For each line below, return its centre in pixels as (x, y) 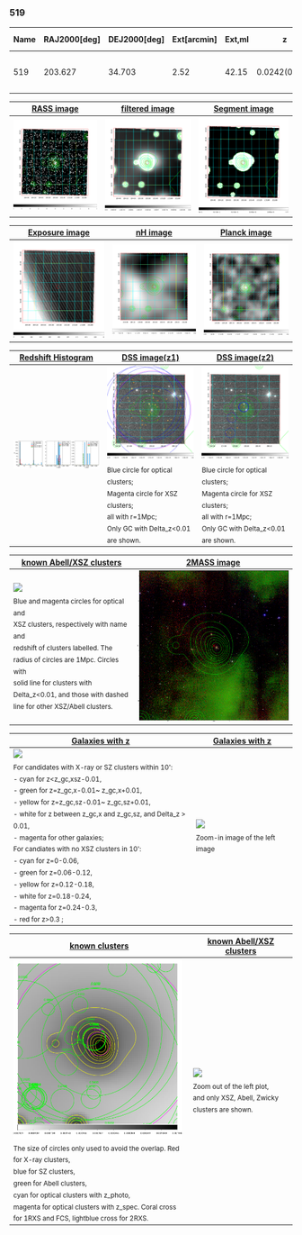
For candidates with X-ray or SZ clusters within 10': (93, 767)
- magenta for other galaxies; (58, 838)
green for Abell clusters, (50, 1183)
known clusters (99, 946)
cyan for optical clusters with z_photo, (71, 1195)
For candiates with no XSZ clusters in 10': (77, 849)
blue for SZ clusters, (44, 1172)
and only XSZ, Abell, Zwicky (235, 1098)
